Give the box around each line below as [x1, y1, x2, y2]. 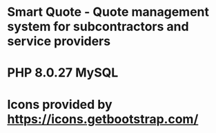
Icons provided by [7, 96, 112, 112]
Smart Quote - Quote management [7, 4, 209, 20]
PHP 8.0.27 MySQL [7, 65, 119, 81]
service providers [7, 34, 111, 49]
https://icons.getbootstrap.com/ [7, 111, 199, 127]
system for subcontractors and [7, 19, 189, 34]
